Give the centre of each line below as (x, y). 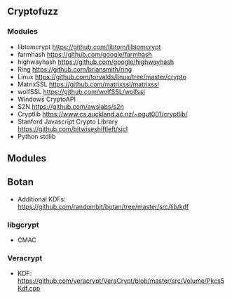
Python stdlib (36, 136)
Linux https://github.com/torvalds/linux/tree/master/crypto (102, 77)
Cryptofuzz (33, 12)
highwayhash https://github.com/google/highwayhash (96, 62)
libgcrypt (23, 225)
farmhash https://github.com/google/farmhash (85, 54)
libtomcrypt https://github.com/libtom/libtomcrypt (89, 47)
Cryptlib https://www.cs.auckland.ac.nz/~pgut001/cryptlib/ (102, 114)
